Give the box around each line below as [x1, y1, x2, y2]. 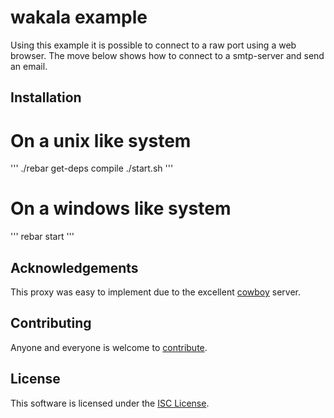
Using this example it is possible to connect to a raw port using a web [10, 39, 297, 51]
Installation [10, 89, 82, 106]
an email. [10, 60, 48, 72]
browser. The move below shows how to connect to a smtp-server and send [10, 49, 325, 61]
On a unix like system [10, 129, 192, 152]
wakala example [10, 6, 148, 29]
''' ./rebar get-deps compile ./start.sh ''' [10, 162, 174, 175]
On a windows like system [10, 197, 232, 220]
